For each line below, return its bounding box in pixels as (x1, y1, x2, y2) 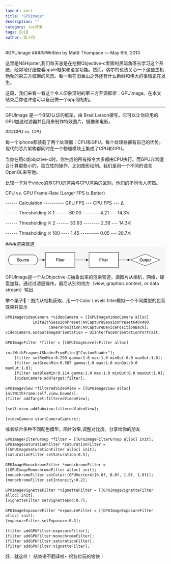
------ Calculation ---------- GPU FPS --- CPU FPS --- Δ (5, 200, 124, 206)
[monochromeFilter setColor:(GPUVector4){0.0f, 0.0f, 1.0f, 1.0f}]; (5, 472, 154, 478)
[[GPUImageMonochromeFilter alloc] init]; (5, 467, 97, 473)
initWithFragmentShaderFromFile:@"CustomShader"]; (5, 350, 115, 356)
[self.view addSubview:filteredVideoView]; (5, 406, 99, 412)
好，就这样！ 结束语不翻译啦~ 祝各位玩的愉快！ (5, 553, 105, 559)
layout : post (5, 8, 33, 13)
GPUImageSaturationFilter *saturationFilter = (5, 442, 106, 447)
